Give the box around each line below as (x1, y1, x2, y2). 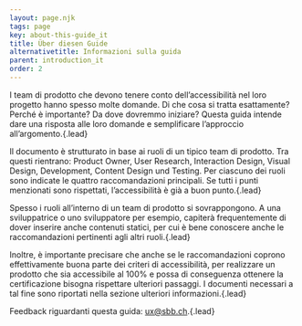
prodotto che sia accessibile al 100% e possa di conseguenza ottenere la (9, 268, 285, 279)
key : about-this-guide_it (9, 30, 108, 39)
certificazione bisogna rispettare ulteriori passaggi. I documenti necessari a (9, 278, 294, 289)
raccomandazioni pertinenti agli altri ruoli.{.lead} (9, 231, 192, 242)
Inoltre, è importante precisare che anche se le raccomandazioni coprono (9, 248, 286, 260)
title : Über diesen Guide (9, 38, 108, 48)
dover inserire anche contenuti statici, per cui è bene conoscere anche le (9, 221, 285, 233)
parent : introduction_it (9, 56, 104, 65)
